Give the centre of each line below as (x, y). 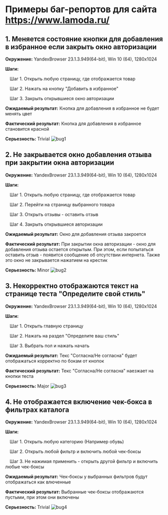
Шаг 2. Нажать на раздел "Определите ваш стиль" (65, 336)
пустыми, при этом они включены (42, 497)
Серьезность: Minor (27, 270)
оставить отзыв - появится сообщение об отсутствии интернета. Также (83, 255)
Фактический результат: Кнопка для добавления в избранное (73, 124)
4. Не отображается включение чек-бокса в (79, 402)
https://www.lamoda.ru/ (57, 20)
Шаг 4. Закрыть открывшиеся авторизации (56, 224)
